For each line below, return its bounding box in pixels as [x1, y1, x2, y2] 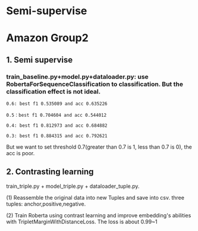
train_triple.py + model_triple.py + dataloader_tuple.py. [6, 182, 140, 190]
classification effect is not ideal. [6, 87, 101, 95]
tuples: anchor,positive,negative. [6, 200, 86, 207]
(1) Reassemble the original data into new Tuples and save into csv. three [6, 194, 184, 201]
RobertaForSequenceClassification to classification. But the [6, 80, 183, 88]
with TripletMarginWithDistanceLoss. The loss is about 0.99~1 [6, 218, 158, 225]
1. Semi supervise [6, 54, 73, 65]
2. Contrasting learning [6, 167, 94, 177]
